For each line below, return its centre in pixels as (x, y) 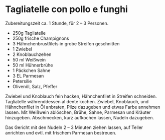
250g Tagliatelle (29, 33)
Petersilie (22, 81)
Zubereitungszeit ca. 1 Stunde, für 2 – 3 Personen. (57, 23)
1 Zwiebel (22, 49)
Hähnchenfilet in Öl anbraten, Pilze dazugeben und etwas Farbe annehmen (83, 107)
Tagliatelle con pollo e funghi (66, 9)
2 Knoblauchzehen (32, 54)
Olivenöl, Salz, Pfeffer (35, 86)
